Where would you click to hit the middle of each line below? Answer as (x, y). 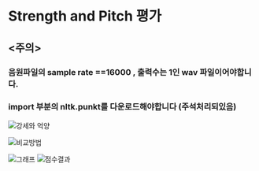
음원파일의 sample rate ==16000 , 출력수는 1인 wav (103, 72)
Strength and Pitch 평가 (85, 16)
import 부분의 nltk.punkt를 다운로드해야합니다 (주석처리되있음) (122, 107)
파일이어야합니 (226, 72)
